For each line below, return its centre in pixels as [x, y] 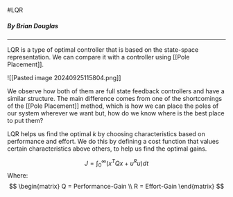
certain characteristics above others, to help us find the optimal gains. [107, 149]
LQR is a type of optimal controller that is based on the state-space [103, 49]
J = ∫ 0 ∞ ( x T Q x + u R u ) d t [116, 163]
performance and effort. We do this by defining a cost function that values [113, 141]
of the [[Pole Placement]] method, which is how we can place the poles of [113, 106]
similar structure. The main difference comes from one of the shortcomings [115, 98]
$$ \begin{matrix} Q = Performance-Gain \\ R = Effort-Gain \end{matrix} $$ [116, 187]
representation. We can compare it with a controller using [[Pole [98, 57]
